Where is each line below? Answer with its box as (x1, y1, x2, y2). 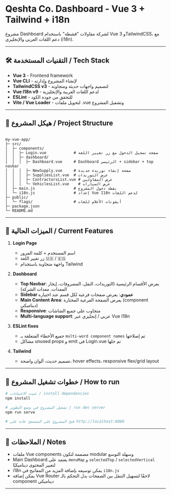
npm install (5, 396, 31, 401)
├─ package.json (5, 204, 40, 209)
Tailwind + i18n (5, 14, 70, 25)
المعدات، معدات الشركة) (20, 286, 67, 293)
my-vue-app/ (5, 137, 31, 142)
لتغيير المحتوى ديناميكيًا (12, 462, 56, 468)
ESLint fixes (12, 323, 39, 329)
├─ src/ (5, 141, 22, 147)
